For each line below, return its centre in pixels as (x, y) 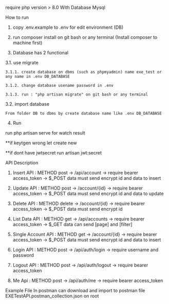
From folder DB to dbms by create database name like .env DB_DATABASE (83, 113)
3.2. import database (27, 104)
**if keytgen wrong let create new (41, 143)
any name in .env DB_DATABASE (38, 77)
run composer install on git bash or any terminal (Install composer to (85, 37)
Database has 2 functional (40, 53)
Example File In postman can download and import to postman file (75, 290)
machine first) (27, 43)
